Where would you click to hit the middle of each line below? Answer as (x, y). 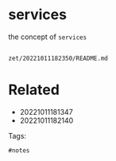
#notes (19, 150)
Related (34, 90)
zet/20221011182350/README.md (58, 58)
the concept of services (48, 37)
